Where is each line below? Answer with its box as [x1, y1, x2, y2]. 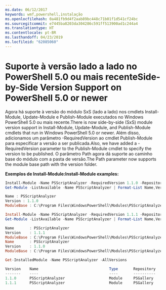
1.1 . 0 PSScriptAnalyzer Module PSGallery [5, 276, 154, 281]
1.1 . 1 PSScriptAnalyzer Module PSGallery [5, 280, 154, 285]
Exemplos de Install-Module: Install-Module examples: [5, 171, 119, 177]
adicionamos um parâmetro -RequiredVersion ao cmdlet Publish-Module [5, 135, 153, 141]
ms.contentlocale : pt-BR [5, 30, 56, 35]
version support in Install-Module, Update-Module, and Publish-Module [5, 124, 151, 130]
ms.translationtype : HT [5, 26, 54, 31]
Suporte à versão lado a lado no [5, 60, 137, 72]
